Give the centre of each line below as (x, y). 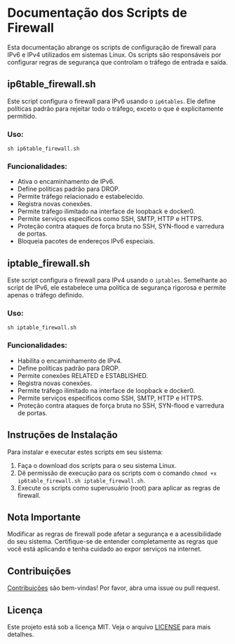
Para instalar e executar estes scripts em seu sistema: (85, 452)
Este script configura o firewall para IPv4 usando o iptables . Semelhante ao (117, 280)
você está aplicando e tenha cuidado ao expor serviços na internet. (105, 549)
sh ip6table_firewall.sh (43, 149)
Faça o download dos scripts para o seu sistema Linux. (97, 465)
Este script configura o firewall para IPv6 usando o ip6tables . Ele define (112, 101)
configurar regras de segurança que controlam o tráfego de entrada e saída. (117, 62)
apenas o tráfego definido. (46, 295)
